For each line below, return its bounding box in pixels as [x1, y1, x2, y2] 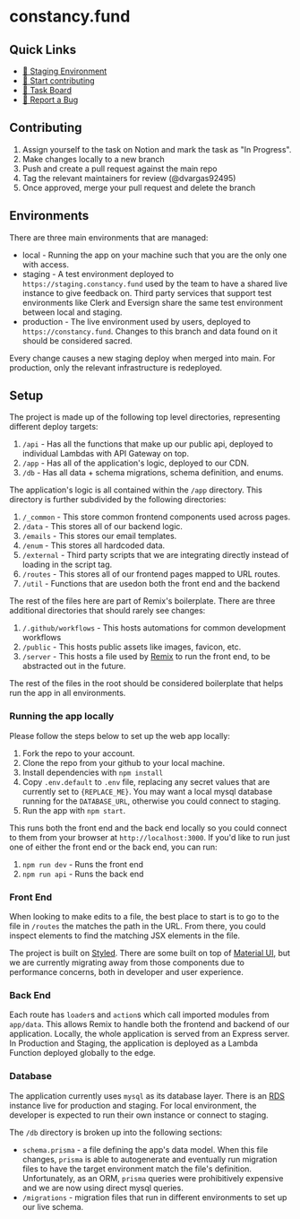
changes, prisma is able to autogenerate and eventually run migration [21, 1154, 278, 1164]
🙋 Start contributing [21, 75, 96, 86]
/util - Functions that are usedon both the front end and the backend [21, 579, 280, 589]
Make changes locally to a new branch [21, 153, 166, 164]
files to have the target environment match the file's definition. [21, 1163, 253, 1174]
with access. [21, 258, 70, 270]
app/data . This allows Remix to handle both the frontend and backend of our [9, 1019, 290, 1030]
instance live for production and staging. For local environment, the [9, 1100, 257, 1110]
